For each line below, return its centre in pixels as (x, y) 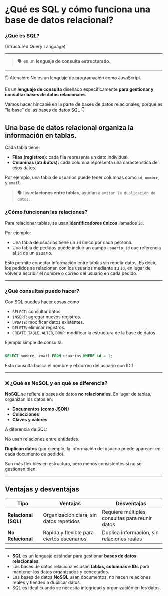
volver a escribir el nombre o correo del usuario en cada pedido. (71, 273)
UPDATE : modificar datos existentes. (48, 322)
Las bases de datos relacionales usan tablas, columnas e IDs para (81, 566)
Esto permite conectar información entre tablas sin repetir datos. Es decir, (81, 262)
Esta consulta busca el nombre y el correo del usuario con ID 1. (70, 365)
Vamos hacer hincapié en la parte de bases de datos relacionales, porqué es (84, 104)
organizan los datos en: (29, 399)
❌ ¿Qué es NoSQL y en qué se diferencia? (56, 383)
